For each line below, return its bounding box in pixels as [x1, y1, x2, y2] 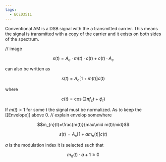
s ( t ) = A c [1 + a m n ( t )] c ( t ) [59, 131, 108, 138]
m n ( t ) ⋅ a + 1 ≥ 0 [67, 152, 100, 159]
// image [5, 46, 22, 52]
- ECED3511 [9, 12, 32, 17]
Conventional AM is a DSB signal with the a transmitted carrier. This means [5, 25, 158, 31]
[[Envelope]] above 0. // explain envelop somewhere [5, 112, 112, 118]
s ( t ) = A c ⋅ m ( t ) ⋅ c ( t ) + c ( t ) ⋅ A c [53, 55, 114, 62]
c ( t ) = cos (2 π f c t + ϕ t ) [61, 96, 106, 103]
